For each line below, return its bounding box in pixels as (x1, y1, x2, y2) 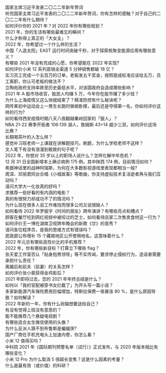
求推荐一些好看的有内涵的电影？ (5, 190, 70, 195)
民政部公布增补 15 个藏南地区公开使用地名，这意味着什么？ (5, 233, 124, 239)
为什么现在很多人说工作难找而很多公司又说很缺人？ (5, 202, 109, 207)
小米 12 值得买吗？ (5, 338, 43, 343)
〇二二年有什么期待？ (5, 17, 48, 22)
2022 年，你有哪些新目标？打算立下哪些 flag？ (5, 245, 100, 251)
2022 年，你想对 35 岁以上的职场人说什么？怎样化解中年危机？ (5, 153, 133, 158)
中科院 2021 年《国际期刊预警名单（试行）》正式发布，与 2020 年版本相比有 (5, 344, 159, 350)
